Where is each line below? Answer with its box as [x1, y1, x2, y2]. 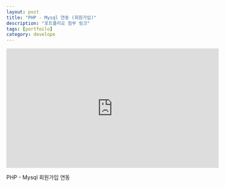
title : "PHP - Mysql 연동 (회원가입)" [6, 15, 97, 21]
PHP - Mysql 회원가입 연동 [6, 174, 70, 181]
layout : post [6, 8, 39, 15]
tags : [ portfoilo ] [6, 25, 53, 32]
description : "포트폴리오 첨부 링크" [6, 20, 90, 26]
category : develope [6, 32, 56, 38]
